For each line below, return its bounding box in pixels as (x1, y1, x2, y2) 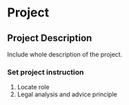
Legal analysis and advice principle (17, 91, 117, 99)
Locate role (17, 83, 50, 91)
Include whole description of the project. (7, 50, 123, 58)
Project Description (7, 32, 92, 44)
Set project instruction (7, 67, 84, 77)
